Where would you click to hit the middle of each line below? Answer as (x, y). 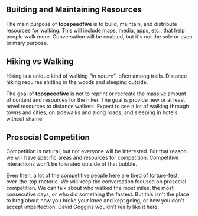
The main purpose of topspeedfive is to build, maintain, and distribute (92, 24)
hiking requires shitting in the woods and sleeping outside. (77, 82)
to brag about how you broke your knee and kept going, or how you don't (95, 201)
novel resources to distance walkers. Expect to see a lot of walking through (98, 106)
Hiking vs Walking (40, 62)
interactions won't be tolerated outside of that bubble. (72, 164)
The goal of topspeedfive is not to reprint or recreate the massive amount (96, 94)
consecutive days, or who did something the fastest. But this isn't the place (98, 194)
